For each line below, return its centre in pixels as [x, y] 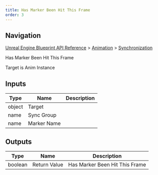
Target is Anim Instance [30, 68]
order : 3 [15, 15]
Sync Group [42, 115]
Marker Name [44, 123]
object [15, 107]
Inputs [16, 84]
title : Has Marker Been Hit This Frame [48, 10]
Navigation [23, 36]
